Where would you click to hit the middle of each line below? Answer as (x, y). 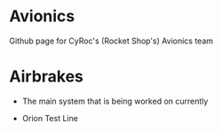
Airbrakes (47, 77)
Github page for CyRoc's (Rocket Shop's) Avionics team (111, 41)
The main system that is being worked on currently (115, 101)
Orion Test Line (50, 118)
